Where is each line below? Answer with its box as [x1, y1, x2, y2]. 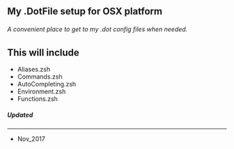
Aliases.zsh [17, 65, 51, 74]
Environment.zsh [17, 87, 66, 96]
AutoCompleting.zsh [17, 80, 77, 88]
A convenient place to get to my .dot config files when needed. [7, 24, 188, 33]
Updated [7, 111, 33, 119]
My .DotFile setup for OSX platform [7, 6, 162, 17]
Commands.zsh [17, 72, 63, 81]
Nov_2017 [17, 134, 45, 143]
